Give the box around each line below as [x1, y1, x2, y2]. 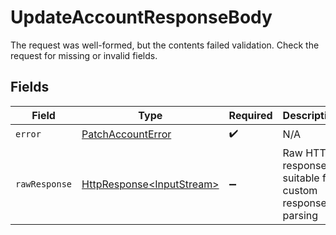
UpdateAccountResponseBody [10, 6, 273, 29]
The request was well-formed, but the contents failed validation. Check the [10, 39, 320, 51]
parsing [282, 208, 319, 222]
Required [228, 108, 273, 122]
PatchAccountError [81, 127, 172, 141]
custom [282, 183, 318, 197]
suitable [282, 171, 320, 185]
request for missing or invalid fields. [10, 49, 158, 61]
